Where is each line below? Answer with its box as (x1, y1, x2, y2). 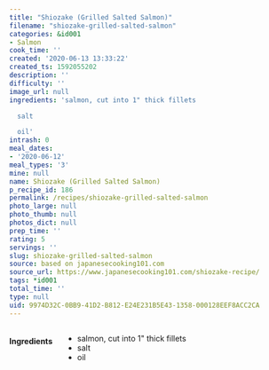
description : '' (9, 71, 69, 80)
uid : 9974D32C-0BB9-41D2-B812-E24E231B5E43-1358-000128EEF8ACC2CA (9, 301, 260, 310)
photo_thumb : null (9, 210, 77, 219)
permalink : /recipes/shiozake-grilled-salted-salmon (9, 193, 209, 202)
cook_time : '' (9, 46, 62, 55)
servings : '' (9, 243, 58, 252)
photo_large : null (9, 201, 77, 211)
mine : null (9, 169, 50, 177)
